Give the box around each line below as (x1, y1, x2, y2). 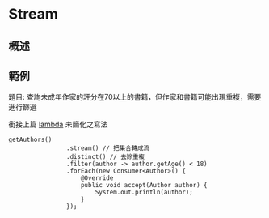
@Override (80, 174, 114, 182)
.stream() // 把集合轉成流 (65, 144, 149, 152)
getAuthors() (8, 135, 53, 144)
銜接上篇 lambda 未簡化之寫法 (8, 119, 108, 130)
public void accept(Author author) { (80, 182, 208, 190)
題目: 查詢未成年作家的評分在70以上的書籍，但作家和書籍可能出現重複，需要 (8, 92, 262, 102)
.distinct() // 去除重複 (65, 153, 145, 161)
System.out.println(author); (95, 188, 194, 197)
